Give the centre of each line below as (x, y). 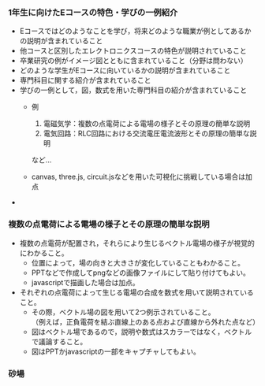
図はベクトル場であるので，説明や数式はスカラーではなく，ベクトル (142, 332)
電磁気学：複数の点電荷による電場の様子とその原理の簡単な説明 (147, 124)
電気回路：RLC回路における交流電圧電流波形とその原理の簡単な (146, 134)
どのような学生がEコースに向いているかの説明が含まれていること (125, 71)
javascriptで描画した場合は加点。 (85, 282)
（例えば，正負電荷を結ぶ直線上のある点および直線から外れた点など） (146, 321)
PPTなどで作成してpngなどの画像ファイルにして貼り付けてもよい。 (141, 273)
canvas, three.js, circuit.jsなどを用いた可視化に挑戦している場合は (138, 177)
